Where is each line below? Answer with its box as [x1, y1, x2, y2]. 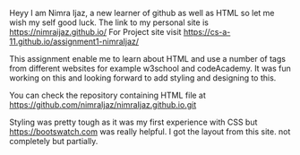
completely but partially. [9, 136, 99, 146]
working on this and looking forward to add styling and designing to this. [9, 73, 277, 83]
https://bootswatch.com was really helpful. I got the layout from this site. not [9, 126, 291, 137]
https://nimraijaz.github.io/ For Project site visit [9, 27, 182, 37]
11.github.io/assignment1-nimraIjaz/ [9, 36, 140, 47]
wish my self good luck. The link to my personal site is [9, 17, 209, 28]
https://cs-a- [183, 27, 231, 37]
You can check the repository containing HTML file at [9, 90, 206, 100]
